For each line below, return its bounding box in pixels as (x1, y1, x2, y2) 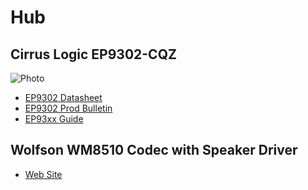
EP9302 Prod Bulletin (24, 102, 113, 114)
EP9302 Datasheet (24, 92, 103, 103)
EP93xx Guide (24, 113, 84, 125)
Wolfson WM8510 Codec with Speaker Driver (10, 142, 298, 159)
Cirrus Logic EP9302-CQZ (10, 46, 177, 63)
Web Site (24, 168, 63, 180)
